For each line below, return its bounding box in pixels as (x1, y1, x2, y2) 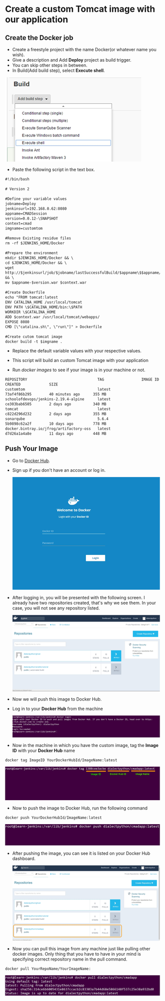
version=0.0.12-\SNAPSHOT (5, 216, 58, 221)
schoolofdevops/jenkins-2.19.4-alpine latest (5, 397, 111, 402)
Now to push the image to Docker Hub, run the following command (12, 805, 148, 811)
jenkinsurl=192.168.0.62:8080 (5, 206, 67, 211)
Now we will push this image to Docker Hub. (12, 696, 102, 702)
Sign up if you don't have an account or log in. (12, 467, 106, 473)
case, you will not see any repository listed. (12, 605, 100, 611)
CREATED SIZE (5, 382, 58, 387)
